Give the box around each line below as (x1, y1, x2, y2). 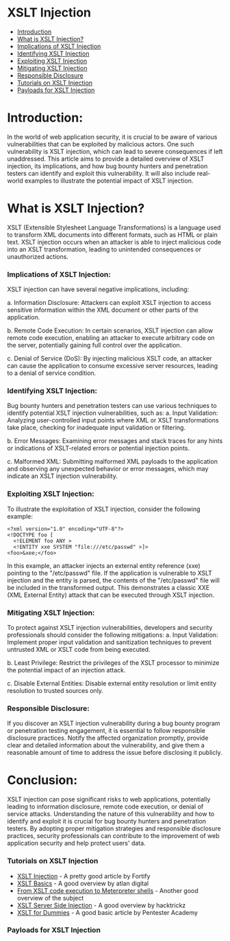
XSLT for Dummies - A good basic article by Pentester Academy (16, 908, 199, 916)
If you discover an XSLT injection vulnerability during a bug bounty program (7, 719, 220, 727)
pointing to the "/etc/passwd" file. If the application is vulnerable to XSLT (7, 569, 212, 577)
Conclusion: (7, 773, 78, 788)
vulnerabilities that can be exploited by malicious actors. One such (7, 139, 194, 148)
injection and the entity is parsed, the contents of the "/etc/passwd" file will (7, 576, 220, 585)
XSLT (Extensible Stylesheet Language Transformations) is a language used (7, 223, 221, 231)
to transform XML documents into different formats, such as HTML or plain (7, 230, 218, 238)
